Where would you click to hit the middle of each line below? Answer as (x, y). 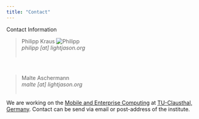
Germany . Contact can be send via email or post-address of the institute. (98, 109)
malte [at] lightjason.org (52, 84)
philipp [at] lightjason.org (53, 48)
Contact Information (32, 29)
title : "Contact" (28, 12)
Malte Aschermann (45, 78)
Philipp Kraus (38, 41)
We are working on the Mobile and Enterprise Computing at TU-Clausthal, (99, 103)
